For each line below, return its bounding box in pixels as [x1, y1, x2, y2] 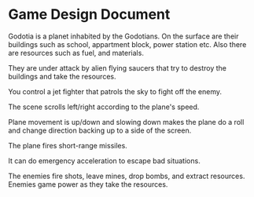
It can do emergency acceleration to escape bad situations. [8, 155, 201, 166]
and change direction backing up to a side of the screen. [8, 126, 192, 135]
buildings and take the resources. [8, 71, 116, 81]
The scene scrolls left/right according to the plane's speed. [8, 102, 200, 111]
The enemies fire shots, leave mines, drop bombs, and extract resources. [8, 171, 245, 181]
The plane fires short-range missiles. [8, 140, 127, 150]
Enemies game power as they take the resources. [8, 179, 168, 189]
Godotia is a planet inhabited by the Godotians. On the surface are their [8, 31, 239, 41]
